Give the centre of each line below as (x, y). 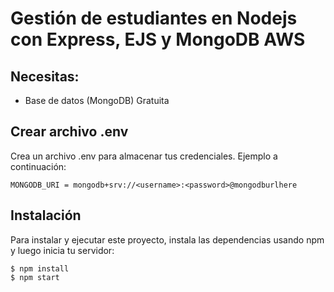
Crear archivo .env (69, 132)
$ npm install (40, 268)
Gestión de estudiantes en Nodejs (154, 18)
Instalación (46, 215)
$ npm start (35, 277)
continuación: (38, 166)
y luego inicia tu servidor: (62, 250)
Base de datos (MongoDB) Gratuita (97, 100)
